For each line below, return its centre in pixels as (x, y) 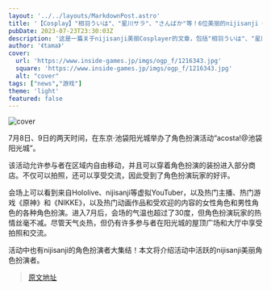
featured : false (35, 99)
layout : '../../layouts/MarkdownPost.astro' (84, 16)
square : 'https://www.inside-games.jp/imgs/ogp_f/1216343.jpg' (124, 69)
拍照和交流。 (29, 233)
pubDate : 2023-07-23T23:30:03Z (61, 31)
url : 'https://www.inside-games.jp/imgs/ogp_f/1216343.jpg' (119, 61)
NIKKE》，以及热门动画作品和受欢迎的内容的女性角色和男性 (155, 203)
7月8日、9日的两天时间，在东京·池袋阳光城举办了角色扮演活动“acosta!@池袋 (135, 138)
